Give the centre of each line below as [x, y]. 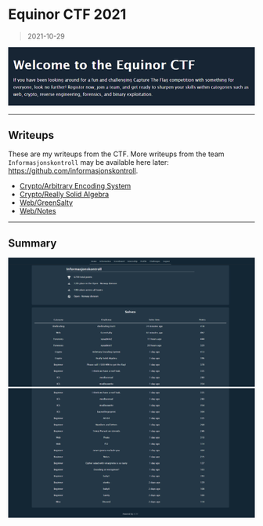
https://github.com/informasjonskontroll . [73, 171]
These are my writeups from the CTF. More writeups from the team [116, 154]
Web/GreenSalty [46, 203]
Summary [32, 243]
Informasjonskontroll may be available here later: [89, 163]
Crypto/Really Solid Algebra [64, 195]
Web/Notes [38, 211]
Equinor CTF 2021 [67, 15]
